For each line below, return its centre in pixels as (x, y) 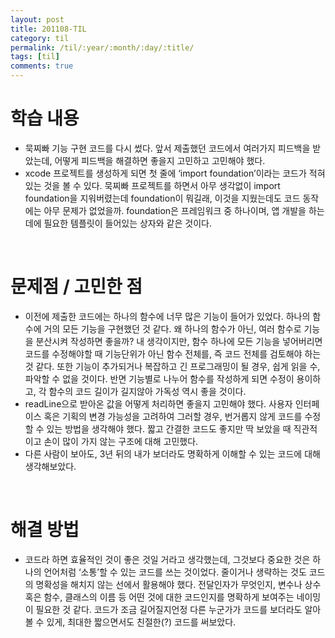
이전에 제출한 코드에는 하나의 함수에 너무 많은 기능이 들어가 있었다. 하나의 (167, 316)
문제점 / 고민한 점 (76, 287)
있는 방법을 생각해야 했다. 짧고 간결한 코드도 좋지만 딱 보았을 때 (169, 428)
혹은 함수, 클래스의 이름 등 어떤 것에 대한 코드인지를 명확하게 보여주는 (159, 597)
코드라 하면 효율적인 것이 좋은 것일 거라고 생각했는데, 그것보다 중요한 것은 (167, 559)
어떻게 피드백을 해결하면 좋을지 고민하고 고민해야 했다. (160, 160)
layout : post (37, 19)
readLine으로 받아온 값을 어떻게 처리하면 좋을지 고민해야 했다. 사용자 (158, 403)
